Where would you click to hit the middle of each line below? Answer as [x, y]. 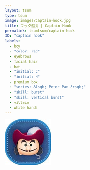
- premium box [24, 82]
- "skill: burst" [27, 92]
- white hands [24, 108]
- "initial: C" [25, 72]
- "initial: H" [25, 77]
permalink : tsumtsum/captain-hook [40, 31]
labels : [13, 41]
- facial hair [24, 61]
